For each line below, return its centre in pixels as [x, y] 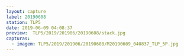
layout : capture [26, 11]
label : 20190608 [26, 17]
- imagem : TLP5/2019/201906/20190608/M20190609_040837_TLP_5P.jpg [95, 44]
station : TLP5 [24, 22]
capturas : [18, 38]
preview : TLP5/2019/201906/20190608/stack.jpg [66, 33]
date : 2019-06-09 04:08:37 [39, 28]
